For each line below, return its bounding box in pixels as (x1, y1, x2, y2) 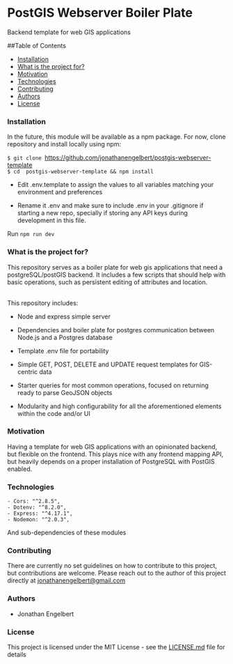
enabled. (7, 465, 33, 473)
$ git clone (7, 155, 42, 162)
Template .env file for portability (17, 346, 109, 355)
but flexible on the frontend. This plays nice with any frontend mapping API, (7, 449, 224, 458)
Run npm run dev (7, 230, 55, 238)
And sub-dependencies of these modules (7, 528, 127, 537)
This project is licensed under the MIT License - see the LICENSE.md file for (7, 643, 225, 651)
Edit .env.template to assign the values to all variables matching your (17, 180, 214, 189)
